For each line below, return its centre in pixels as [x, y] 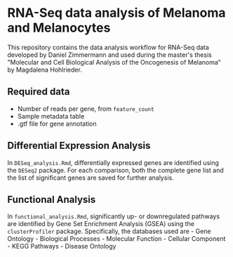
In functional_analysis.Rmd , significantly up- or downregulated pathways [113, 216]
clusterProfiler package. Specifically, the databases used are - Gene [109, 231]
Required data [39, 92]
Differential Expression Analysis [79, 146]
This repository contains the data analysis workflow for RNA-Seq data [108, 47]
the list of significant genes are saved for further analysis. [91, 178]
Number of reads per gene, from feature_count [86, 108]
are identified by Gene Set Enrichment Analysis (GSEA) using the [101, 224]
